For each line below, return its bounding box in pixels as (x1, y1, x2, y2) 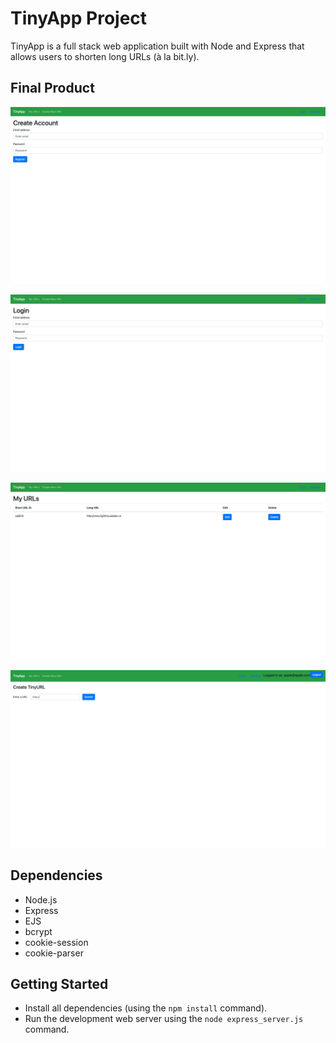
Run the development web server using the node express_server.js (24, 1013, 304, 1025)
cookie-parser (24, 947, 84, 959)
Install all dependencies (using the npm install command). (24, 1002, 268, 1014)
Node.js (24, 893, 58, 906)
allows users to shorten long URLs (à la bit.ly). (10, 50, 200, 62)
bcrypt (24, 925, 53, 937)
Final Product (10, 80, 95, 97)
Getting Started (10, 975, 109, 992)
